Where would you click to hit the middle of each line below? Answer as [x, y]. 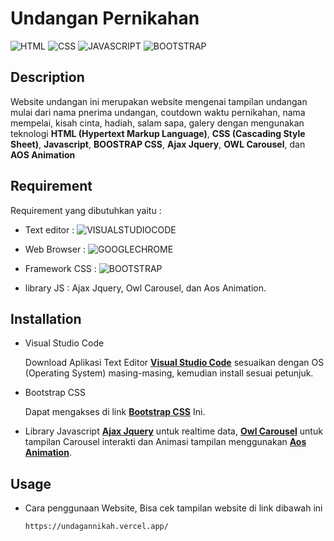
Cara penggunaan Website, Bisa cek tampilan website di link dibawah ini [173, 508]
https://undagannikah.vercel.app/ [96, 527]
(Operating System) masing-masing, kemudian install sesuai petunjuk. [169, 373]
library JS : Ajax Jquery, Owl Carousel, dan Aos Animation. [145, 288]
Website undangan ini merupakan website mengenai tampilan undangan [159, 101]
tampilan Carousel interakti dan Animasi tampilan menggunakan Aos [165, 442]
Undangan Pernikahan [105, 18]
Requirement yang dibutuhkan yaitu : [86, 210]
